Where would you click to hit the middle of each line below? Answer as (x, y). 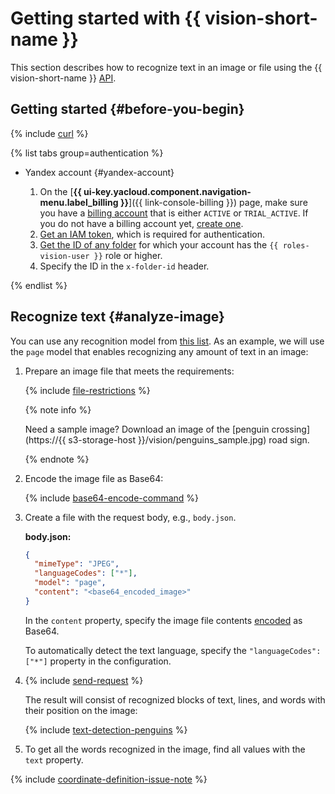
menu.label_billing (79, 202)
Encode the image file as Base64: (94, 478)
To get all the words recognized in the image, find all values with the (165, 749)
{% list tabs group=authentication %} (87, 153)
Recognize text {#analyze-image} (117, 317)
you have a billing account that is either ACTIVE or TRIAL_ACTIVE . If (174, 213)
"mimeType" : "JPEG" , (77, 564)
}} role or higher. (128, 255)
